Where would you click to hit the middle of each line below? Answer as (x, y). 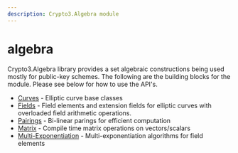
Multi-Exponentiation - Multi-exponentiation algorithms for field (110, 135)
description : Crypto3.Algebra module (63, 14)
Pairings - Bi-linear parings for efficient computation (94, 120)
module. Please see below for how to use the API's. (82, 84)
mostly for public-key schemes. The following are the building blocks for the (119, 76)
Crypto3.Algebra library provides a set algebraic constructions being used (116, 69)
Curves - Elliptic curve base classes (70, 97)
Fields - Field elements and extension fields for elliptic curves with (114, 105)
